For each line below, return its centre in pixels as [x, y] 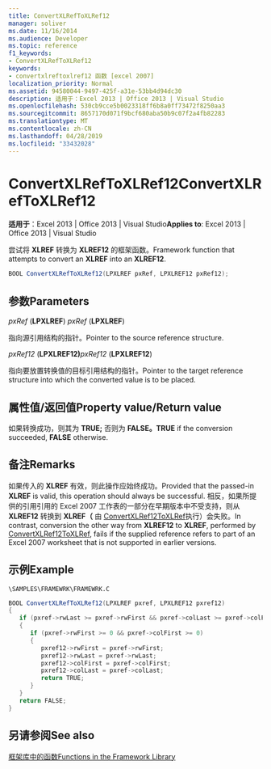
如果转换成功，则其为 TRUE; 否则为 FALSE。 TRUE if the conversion [121, 428]
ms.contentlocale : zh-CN [50, 129]
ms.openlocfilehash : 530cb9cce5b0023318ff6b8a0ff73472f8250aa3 [117, 106]
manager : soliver [38, 23]
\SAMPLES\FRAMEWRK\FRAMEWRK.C [59, 589]
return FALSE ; [43, 700]
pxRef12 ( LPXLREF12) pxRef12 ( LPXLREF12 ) [80, 354]
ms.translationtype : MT [48, 121]
